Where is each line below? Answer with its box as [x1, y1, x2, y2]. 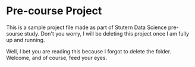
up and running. [6, 36, 45, 43]
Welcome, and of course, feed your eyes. [6, 54, 108, 61]
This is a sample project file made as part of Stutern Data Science [6, 24, 167, 31]
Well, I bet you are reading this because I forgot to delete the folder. [6, 47, 171, 55]
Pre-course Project [6, 4, 102, 18]
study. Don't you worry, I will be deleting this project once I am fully [24, 30, 189, 37]
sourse [6, 30, 23, 37]
